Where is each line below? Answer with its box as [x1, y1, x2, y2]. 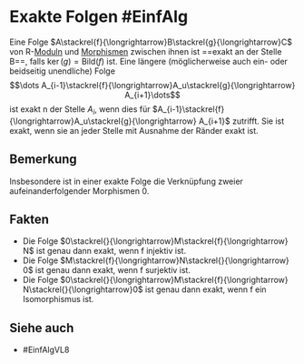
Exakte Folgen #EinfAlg [9, 6, 189, 27]
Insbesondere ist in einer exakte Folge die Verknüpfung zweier [9, 176, 243, 187]
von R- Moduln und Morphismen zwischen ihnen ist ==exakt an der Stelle [9, 45, 282, 56]
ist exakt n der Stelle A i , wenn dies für [9, 103, 151, 116]
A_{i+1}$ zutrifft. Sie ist [198, 116, 285, 126]
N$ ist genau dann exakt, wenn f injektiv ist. [22, 246, 187, 257]
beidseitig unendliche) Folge [9, 66, 116, 76]
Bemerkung [9, 152, 77, 167]
